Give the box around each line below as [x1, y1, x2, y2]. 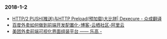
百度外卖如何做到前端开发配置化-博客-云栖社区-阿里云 [12, 22, 125, 28]
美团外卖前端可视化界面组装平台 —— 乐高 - [12, 28, 102, 34]
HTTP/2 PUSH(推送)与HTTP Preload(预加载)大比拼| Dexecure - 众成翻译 [12, 16, 162, 22]
